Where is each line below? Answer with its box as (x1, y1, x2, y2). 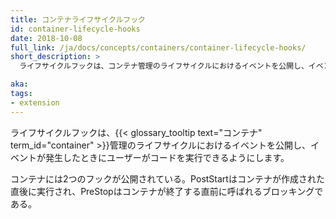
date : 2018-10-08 (10, 33, 83, 43)
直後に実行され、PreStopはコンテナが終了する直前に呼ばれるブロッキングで (10, 185, 324, 197)
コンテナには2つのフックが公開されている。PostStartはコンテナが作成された (10, 172, 325, 185)
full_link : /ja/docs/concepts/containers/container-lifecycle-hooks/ (10, 42, 307, 53)
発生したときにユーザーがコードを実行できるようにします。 (44, 151, 290, 163)
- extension (10, 97, 60, 108)
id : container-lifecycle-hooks (10, 24, 141, 34)
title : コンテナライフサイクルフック (10, 14, 147, 25)
